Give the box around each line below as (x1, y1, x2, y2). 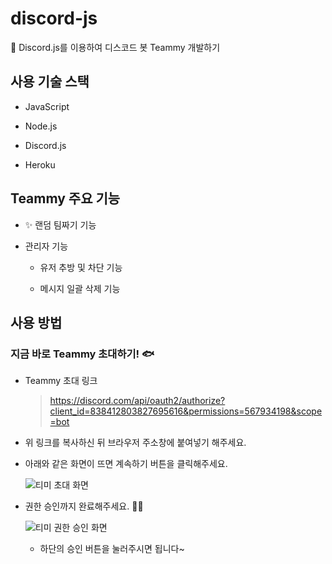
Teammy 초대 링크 (24, 375, 98, 387)
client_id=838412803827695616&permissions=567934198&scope (49, 405, 323, 417)
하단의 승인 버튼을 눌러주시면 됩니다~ (39, 543, 185, 555)
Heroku (24, 158, 56, 171)
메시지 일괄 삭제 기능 (39, 282, 121, 294)
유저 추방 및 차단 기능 (39, 261, 123, 273)
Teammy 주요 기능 (10, 190, 121, 207)
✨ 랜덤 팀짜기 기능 (24, 218, 97, 231)
